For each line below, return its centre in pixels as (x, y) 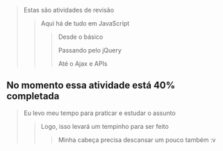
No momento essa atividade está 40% (91, 86)
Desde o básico (81, 37)
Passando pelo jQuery (90, 50)
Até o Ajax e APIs (83, 64)
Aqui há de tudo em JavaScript (85, 23)
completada (33, 96)
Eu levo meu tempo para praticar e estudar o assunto (100, 113)
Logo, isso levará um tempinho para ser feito (105, 126)
